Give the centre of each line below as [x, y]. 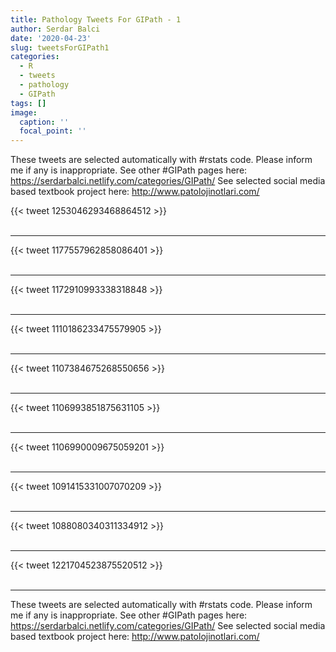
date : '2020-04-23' [51, 38]
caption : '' [44, 122]
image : [24, 112]
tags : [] [28, 103]
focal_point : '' [53, 131]
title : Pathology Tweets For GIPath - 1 [96, 19]
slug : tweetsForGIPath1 [60, 47]
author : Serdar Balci [55, 29]
